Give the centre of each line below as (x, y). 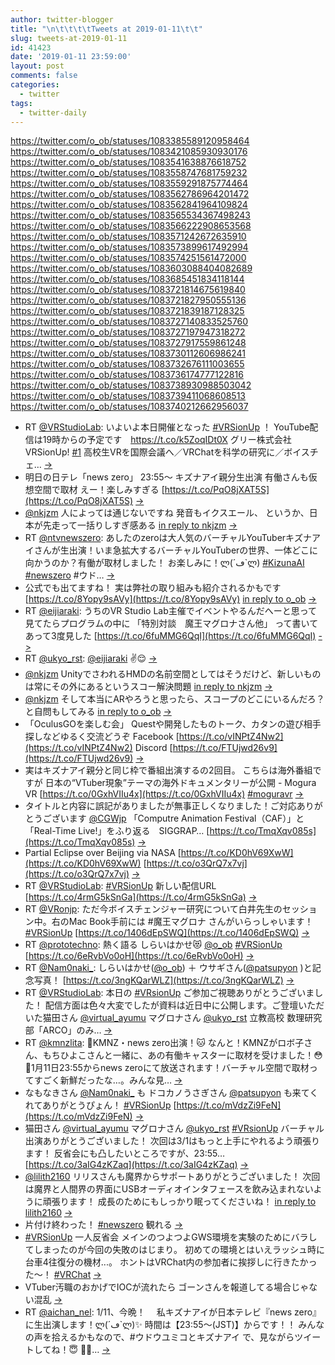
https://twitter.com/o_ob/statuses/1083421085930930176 (129, 152)
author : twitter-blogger (62, 19)
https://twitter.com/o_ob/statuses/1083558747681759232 (129, 173)
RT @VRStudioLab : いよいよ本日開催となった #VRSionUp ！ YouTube (167, 427)
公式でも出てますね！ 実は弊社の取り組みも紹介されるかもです (153, 588)
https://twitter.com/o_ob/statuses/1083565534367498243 (130, 215)
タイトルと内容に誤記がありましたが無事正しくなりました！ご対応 (160, 806)
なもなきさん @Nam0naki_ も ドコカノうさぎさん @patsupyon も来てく (171, 1093)
